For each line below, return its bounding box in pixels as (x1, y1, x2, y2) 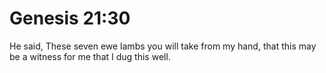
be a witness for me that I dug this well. (9, 50, 171, 62)
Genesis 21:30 (9, 7, 131, 30)
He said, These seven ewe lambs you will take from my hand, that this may (9, 40, 317, 52)
